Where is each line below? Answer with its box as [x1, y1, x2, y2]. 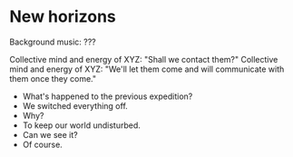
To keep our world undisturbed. [22, 120, 141, 131]
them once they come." [9, 73, 97, 83]
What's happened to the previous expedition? [22, 91, 193, 102]
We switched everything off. [22, 100, 129, 111]
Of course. [22, 139, 63, 150]
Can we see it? [22, 129, 79, 140]
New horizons [9, 6, 116, 27]
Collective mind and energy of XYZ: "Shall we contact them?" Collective [9, 54, 278, 64]
